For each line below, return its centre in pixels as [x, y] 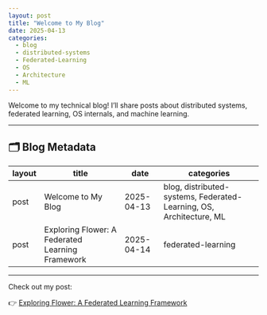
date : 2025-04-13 [37, 30]
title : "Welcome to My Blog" [56, 23]
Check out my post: [41, 287]
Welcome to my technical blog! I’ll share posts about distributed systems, [128, 105]
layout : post [30, 16]
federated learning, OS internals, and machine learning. [99, 113]
